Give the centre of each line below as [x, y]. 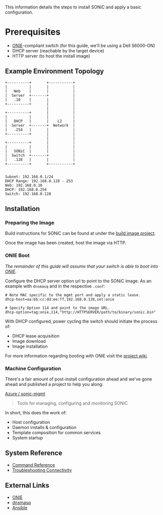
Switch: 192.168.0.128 [28, 194]
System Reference [34, 453]
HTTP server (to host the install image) [51, 56]
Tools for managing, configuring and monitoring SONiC [72, 403]
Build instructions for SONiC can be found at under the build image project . [81, 233]
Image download [29, 341]
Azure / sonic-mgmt [25, 394]
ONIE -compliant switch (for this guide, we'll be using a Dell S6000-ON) [83, 45]
